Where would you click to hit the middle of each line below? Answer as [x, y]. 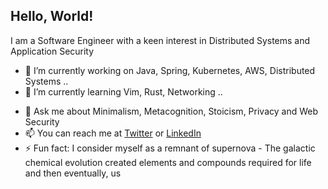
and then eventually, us [73, 173]
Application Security [52, 51]
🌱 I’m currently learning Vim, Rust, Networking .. [123, 91]
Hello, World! [52, 16]
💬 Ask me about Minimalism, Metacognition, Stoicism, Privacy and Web [171, 111]
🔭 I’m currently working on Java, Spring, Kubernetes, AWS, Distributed [170, 70]
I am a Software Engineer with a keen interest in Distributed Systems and [160, 40]
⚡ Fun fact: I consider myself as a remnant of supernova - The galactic [170, 148]
